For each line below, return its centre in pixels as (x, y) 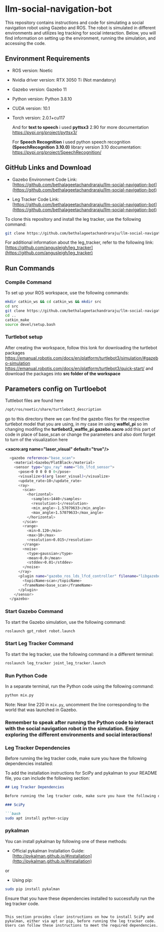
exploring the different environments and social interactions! (79, 735)
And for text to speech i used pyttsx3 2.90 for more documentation (80, 127)
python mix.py (20, 695)
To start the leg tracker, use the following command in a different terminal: (80, 654)
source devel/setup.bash (30, 324)
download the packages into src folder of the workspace (63, 373)
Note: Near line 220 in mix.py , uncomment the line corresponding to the (77, 704)
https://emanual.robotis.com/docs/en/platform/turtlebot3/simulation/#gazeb (82, 358)
